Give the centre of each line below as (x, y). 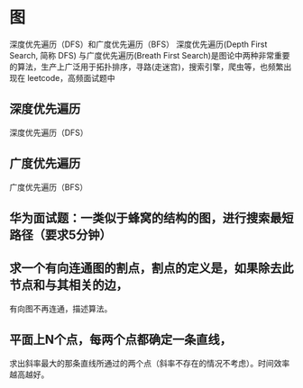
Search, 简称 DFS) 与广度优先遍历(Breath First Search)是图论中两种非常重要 (150, 55)
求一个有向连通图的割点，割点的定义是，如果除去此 (151, 269)
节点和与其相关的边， (69, 285)
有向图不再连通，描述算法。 (61, 308)
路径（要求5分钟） (61, 235)
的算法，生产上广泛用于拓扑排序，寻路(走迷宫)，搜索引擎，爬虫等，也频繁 (147, 67)
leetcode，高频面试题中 (71, 77)
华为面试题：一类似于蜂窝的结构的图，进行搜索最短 (151, 217)
